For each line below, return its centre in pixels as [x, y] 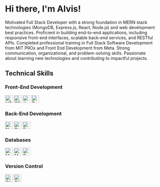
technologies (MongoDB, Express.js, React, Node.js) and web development [80, 27]
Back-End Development [33, 114]
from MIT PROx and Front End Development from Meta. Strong [67, 48]
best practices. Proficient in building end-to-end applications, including [76, 32]
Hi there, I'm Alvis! [43, 9]
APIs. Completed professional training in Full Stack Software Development [79, 43]
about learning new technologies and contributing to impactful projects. [77, 58]
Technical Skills [29, 73]
